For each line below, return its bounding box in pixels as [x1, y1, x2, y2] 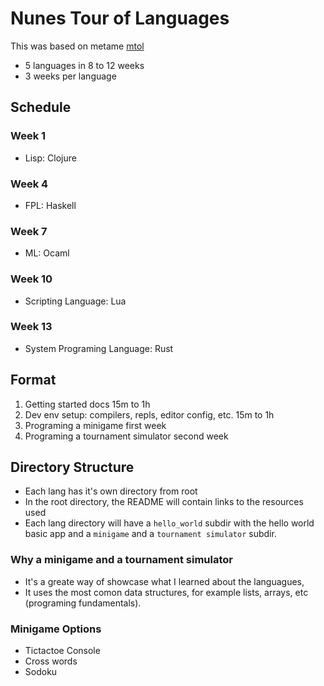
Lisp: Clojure [24, 152, 77, 164]
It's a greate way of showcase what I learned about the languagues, [24, 575, 305, 587]
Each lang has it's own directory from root [24, 485, 198, 497]
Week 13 [10, 320, 53, 334]
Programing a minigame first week [24, 419, 167, 431]
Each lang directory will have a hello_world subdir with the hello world [24, 517, 315, 529]
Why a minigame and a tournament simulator [10, 553, 233, 567]
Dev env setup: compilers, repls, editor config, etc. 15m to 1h [24, 408, 275, 421]
